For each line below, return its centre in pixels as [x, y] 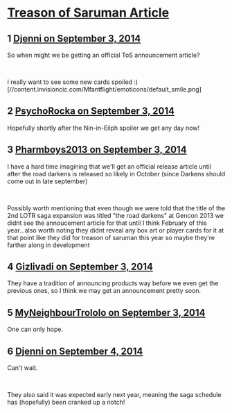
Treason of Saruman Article [88, 13]
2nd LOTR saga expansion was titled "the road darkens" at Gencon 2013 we [115, 215]
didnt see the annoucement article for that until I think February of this [107, 223]
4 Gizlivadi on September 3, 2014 [80, 267]
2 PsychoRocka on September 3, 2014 [91, 111]
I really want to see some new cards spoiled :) [73, 82]
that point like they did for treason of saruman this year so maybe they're [111, 237]
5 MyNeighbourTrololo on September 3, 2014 [106, 313]
